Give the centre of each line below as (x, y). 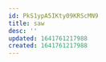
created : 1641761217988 (48, 46)
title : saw (26, 23)
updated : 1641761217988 (48, 38)
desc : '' (23, 31)
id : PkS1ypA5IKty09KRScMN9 (53, 16)
